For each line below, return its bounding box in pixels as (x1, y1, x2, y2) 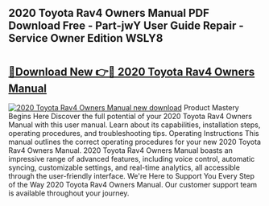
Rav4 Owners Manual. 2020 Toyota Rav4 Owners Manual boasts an (8, 146, 234, 155)
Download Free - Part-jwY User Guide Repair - (8, 19, 244, 33)
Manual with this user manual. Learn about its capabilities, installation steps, (8, 120, 261, 130)
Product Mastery (184, 103, 239, 112)
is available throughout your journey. (8, 188, 130, 198)
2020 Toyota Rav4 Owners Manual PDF (8, 6, 209, 20)
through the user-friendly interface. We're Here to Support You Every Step (8, 171, 255, 180)
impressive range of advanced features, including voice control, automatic (8, 154, 255, 163)
